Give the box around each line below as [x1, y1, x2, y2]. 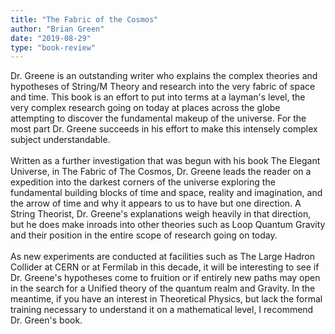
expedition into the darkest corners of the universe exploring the [10, 176, 276, 188]
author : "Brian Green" [10, 24, 105, 34]
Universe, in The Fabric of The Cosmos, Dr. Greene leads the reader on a [10, 166, 312, 178]
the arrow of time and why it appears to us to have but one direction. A [10, 197, 302, 210]
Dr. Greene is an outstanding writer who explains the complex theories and [10, 70, 318, 82]
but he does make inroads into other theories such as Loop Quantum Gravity [10, 219, 326, 231]
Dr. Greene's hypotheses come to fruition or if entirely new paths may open [10, 272, 321, 284]
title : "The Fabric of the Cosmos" [10, 14, 159, 25]
